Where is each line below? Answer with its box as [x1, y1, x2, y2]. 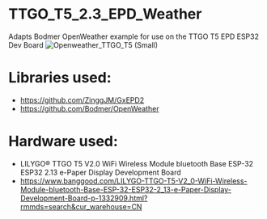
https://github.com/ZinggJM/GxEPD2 [19, 95, 145, 105]
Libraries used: [8, 69, 112, 87]
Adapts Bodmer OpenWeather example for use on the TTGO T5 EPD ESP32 [8, 32, 259, 41]
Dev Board [8, 40, 44, 49]
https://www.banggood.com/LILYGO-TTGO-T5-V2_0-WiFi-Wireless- [19, 175, 248, 186]
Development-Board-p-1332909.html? [19, 193, 148, 203]
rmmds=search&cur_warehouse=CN [19, 201, 142, 211]
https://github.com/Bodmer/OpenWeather [19, 103, 159, 113]
